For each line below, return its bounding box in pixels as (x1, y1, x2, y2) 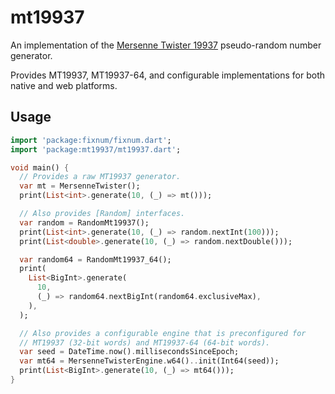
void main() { (10, 162, 70, 173)
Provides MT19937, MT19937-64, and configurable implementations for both (10, 69, 326, 81)
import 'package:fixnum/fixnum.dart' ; (10, 135, 172, 145)
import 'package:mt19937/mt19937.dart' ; (10, 144, 182, 155)
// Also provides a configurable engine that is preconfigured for (19, 328, 307, 338)
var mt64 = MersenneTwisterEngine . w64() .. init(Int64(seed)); (19, 356, 280, 366)
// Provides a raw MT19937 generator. (19, 172, 182, 182)
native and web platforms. (10, 79, 118, 91)
